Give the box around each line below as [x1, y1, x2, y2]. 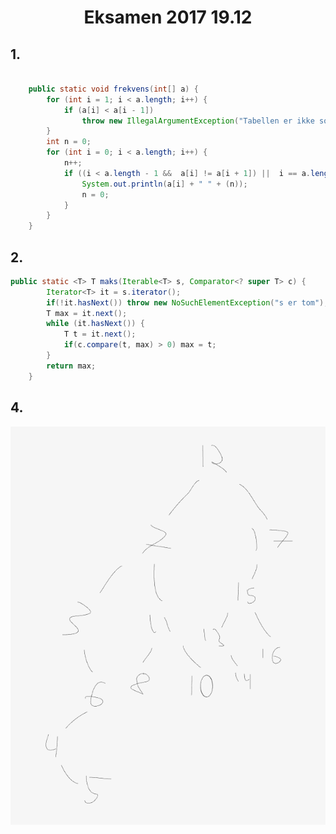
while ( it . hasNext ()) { [46, 319, 145, 329]
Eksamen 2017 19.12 [83, 6, 253, 29]
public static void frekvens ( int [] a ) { [28, 84, 199, 94]
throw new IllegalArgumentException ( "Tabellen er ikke [81, 116, 315, 126]
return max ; [46, 361, 97, 371]
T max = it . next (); [46, 308, 128, 318]
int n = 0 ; [46, 137, 92, 147]
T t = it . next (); [63, 329, 137, 340]
